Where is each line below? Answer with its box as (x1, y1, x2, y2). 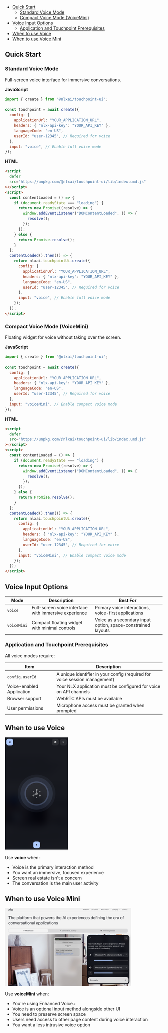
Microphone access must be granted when (56, 702, 145, 709)
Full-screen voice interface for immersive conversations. (5, 77, 121, 83)
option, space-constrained (94, 622, 151, 628)
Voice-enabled (7, 683, 38, 689)
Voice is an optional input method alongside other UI (12, 1006, 121, 1012)
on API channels (56, 688, 90, 694)
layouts (94, 627, 110, 634)
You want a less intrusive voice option (12, 1022, 91, 1028)
